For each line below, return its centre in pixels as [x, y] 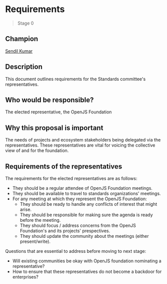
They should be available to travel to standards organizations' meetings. [86, 193]
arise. [25, 209]
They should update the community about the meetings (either [84, 236]
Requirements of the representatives [64, 166]
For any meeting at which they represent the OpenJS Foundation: [80, 199]
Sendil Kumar [19, 51]
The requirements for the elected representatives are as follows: [71, 178]
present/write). [35, 241]
